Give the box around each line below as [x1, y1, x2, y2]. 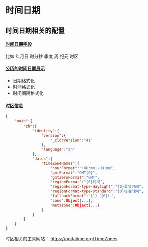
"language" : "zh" [41, 147, 75, 152]
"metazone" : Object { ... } [50, 203, 100, 208]
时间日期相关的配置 [5, 26, 65, 35]
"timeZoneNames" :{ [41, 161, 80, 166]
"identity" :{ [32, 128, 59, 133]
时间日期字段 [5, 41, 32, 47]
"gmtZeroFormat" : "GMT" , [50, 175, 100, 180]
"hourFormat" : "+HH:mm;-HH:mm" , [50, 165, 115, 171]
